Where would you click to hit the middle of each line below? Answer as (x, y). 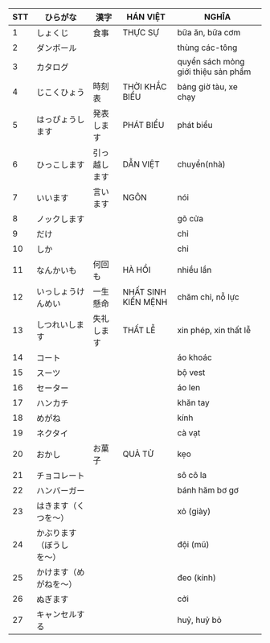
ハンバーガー (60, 490)
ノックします (60, 219)
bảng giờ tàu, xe (208, 87)
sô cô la (192, 475)
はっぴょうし (60, 120)
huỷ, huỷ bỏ (200, 620)
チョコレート (60, 476)
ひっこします (60, 165)
